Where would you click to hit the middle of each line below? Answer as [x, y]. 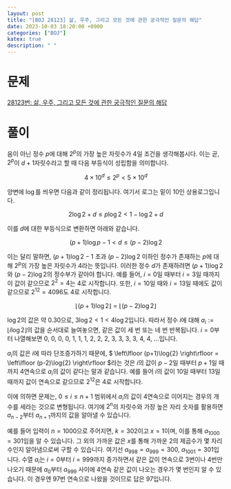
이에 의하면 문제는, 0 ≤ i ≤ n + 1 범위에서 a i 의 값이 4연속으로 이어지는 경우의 [110, 397]
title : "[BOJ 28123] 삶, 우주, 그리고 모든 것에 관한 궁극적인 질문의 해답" [104, 20]
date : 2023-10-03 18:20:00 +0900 [55, 26]
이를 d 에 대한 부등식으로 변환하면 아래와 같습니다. [73, 228]
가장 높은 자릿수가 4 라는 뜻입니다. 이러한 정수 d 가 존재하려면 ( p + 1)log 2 [126, 265]
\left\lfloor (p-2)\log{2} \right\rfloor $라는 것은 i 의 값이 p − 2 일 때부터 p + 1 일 [112, 363]
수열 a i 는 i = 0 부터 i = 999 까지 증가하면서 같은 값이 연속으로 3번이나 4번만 [122, 460]
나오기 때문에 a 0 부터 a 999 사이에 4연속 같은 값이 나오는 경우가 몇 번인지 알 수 [111, 470]
